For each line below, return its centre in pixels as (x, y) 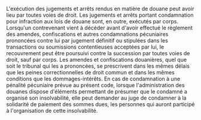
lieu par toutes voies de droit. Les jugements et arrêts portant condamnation (100, 15)
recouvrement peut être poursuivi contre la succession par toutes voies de (98, 53)
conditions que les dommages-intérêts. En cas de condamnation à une (93, 79)
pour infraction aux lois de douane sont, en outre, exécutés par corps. (92, 21)
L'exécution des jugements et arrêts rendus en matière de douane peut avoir (100, 9)
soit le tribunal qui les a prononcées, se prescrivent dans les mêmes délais (98, 66)
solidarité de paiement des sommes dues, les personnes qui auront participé (100, 104)
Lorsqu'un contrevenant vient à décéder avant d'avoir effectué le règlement (100, 28)
